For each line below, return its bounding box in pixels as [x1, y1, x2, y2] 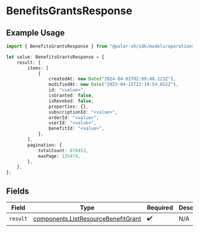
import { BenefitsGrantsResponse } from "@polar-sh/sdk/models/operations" [6, 43, 197, 49]
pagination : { [27, 142, 62, 148]
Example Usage [6, 28, 65, 38]
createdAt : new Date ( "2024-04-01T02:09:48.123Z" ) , [48, 76, 176, 82]
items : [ [27, 65, 49, 71]
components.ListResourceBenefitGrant [33, 215, 142, 223]
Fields [6, 186, 30, 196]
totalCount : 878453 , [37, 147, 89, 153]
